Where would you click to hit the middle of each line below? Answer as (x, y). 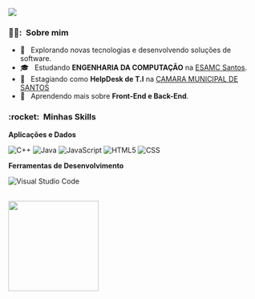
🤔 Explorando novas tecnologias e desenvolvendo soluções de (125, 50)
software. (36, 59)
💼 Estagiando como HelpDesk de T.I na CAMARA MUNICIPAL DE (129, 79)
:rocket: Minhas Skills (52, 117)
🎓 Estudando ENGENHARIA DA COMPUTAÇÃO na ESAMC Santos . (134, 67)
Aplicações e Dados (42, 134)
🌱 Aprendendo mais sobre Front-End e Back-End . (104, 96)
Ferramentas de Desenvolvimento (66, 165)
